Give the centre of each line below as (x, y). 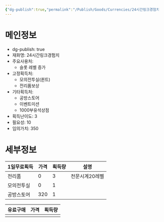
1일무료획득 (20, 167)
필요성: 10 (21, 122)
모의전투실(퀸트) (35, 79)
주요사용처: (23, 61)
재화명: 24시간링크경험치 (36, 55)
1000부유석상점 (34, 110)
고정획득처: (23, 73)
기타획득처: (23, 91)
